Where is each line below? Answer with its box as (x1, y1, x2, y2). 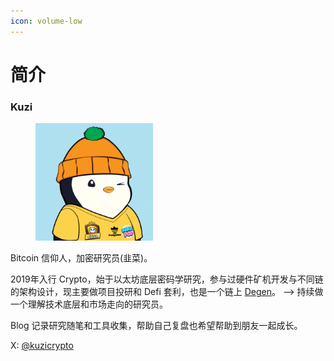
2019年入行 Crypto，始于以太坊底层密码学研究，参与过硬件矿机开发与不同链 (10, 273, 324, 285)
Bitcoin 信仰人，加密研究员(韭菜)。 (10, 252, 153, 264)
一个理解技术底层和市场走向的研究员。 (10, 298, 168, 310)
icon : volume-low (10, 16, 83, 26)
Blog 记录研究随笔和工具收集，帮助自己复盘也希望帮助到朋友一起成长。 (10, 320, 303, 332)
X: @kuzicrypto (10, 340, 74, 352)
